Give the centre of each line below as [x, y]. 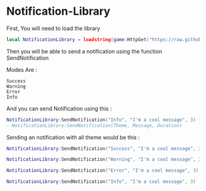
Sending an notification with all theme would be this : [73, 137]
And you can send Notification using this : [59, 108]
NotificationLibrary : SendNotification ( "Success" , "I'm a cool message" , [101, 149]
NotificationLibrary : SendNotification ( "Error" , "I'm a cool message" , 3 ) [103, 171]
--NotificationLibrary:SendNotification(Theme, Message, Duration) [94, 125]
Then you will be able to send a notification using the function [84, 51]
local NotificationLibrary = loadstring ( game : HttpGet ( [78, 39]
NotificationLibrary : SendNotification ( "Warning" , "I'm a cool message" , [101, 160]
